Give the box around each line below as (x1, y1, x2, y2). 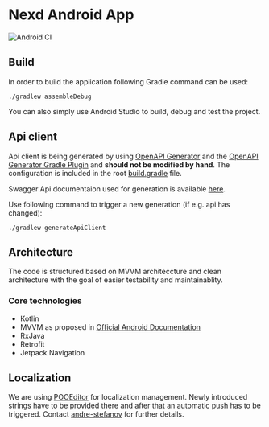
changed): (8, 207, 43, 218)
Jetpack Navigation (19, 347, 85, 357)
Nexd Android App (8, 6, 134, 24)
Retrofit (19, 339, 45, 349)
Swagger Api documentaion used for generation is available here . (8, 183, 226, 194)
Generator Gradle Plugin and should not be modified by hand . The (8, 159, 230, 170)
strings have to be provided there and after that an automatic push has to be (8, 400, 262, 411)
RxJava (19, 331, 45, 340)
